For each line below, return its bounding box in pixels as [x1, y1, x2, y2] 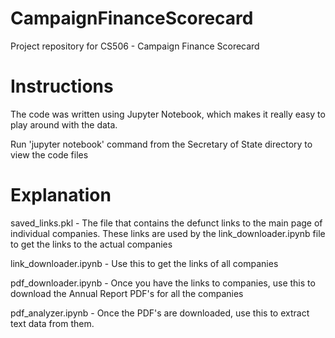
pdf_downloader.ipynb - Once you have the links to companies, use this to [10, 277, 316, 289]
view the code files [10, 148, 89, 161]
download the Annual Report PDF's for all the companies [10, 287, 244, 299]
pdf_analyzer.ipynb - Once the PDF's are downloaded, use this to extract [10, 307, 310, 319]
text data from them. [10, 317, 95, 329]
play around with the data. [10, 118, 118, 131]
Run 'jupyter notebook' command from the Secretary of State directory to [10, 138, 313, 150]
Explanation [10, 184, 112, 207]
